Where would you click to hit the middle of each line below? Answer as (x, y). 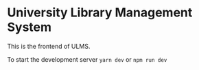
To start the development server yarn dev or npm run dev (87, 59)
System (30, 27)
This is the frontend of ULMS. (49, 46)
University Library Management (100, 13)
